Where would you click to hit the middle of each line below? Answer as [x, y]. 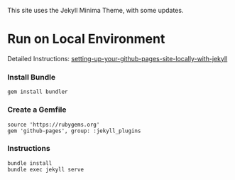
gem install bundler [38, 92]
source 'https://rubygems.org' [54, 125]
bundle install [30, 163]
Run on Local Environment [86, 39]
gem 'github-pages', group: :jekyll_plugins [74, 131]
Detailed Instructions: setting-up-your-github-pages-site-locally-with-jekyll [117, 58]
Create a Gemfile [37, 110]
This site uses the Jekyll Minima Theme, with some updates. [95, 10]
